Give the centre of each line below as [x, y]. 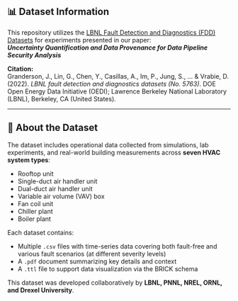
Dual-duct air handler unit [55, 188]
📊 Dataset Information [58, 12]
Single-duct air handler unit [57, 181]
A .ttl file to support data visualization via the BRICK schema [108, 268]
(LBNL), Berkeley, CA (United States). [62, 98]
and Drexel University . [41, 290]
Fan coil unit [35, 203]
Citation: [21, 69]
